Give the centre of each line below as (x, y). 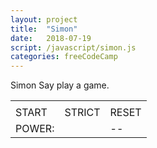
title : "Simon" (44, 29)
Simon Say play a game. (60, 85)
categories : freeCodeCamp (64, 57)
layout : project (44, 19)
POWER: (35, 129)
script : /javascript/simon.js (73, 47)
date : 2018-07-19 (51, 38)
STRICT (82, 113)
